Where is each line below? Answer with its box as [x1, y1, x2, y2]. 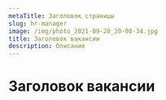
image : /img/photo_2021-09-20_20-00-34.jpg [8, 27, 159, 35]
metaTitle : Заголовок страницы [8, 11, 115, 20]
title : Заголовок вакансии [8, 34, 100, 43]
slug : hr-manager [8, 20, 68, 28]
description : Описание [8, 42, 85, 50]
